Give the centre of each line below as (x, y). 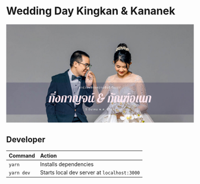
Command (22, 155)
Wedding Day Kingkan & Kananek (91, 11)
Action (49, 155)
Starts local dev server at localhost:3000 (90, 173)
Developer (26, 139)
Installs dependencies (67, 164)
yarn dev (20, 173)
